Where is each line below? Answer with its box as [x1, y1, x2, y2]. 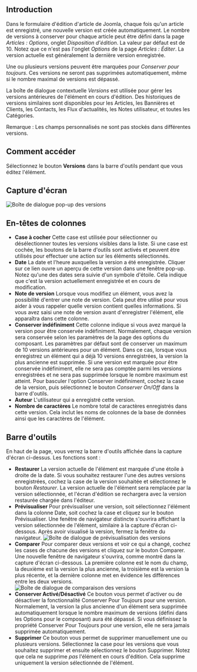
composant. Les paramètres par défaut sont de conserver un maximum [14, 340, 188, 347]
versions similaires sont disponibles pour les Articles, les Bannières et [6, 99, 175, 107]
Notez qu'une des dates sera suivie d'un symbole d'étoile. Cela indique [14, 271, 187, 278]
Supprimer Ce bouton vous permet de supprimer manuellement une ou [14, 634, 188, 641]
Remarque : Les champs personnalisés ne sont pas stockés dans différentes [6, 123, 191, 130]
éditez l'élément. [6, 168, 46, 175]
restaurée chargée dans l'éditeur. [14, 497, 95, 504]
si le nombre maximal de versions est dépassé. [6, 75, 120, 82]
